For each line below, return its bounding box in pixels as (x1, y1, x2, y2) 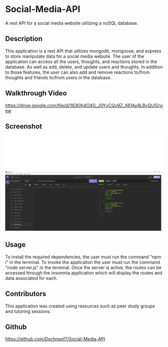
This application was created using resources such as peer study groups (5, 303, 155, 309)
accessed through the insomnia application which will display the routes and (5, 269, 162, 276)
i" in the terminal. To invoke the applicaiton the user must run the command (5, 259, 160, 265)
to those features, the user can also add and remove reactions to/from (5, 69, 150, 75)
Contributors (5, 289, 46, 298)
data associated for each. (5, 275, 58, 281)
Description (5, 35, 42, 43)
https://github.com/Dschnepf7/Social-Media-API (5, 336, 105, 342)
